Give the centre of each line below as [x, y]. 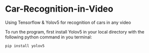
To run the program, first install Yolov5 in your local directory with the [75, 32]
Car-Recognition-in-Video [59, 9]
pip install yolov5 [25, 46]
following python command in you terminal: [49, 37]
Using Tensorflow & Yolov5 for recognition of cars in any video [68, 22]
